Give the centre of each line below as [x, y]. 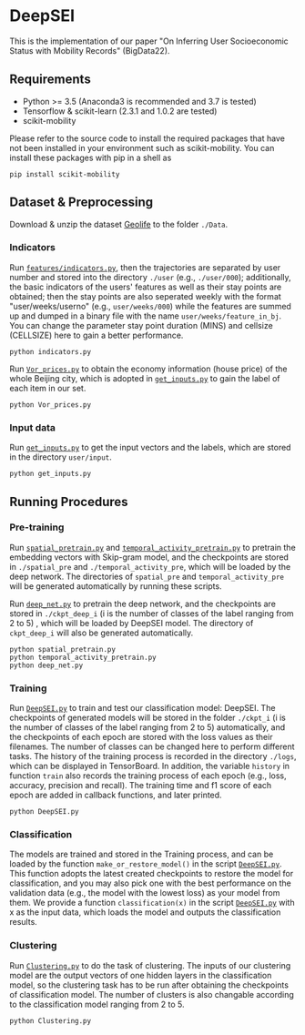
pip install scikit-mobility [65, 174]
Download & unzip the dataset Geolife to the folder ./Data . [119, 224]
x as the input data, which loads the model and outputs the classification [145, 912]
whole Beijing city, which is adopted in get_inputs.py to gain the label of [145, 378]
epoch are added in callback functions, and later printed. [116, 795]
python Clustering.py [51, 1020]
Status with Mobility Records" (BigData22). [90, 50]
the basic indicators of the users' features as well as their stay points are [146, 287]
